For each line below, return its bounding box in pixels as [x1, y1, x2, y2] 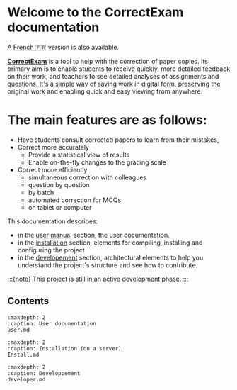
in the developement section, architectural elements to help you [17, 253, 204, 262]
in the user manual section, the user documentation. [17, 230, 170, 239]
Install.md [7, 351, 40, 358]
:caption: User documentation [7, 320, 97, 327]
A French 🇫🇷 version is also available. [7, 43, 120, 51]
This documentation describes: [7, 217, 98, 225]
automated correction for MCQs [28, 196, 122, 204]
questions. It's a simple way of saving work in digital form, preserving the [7, 79, 221, 88]
